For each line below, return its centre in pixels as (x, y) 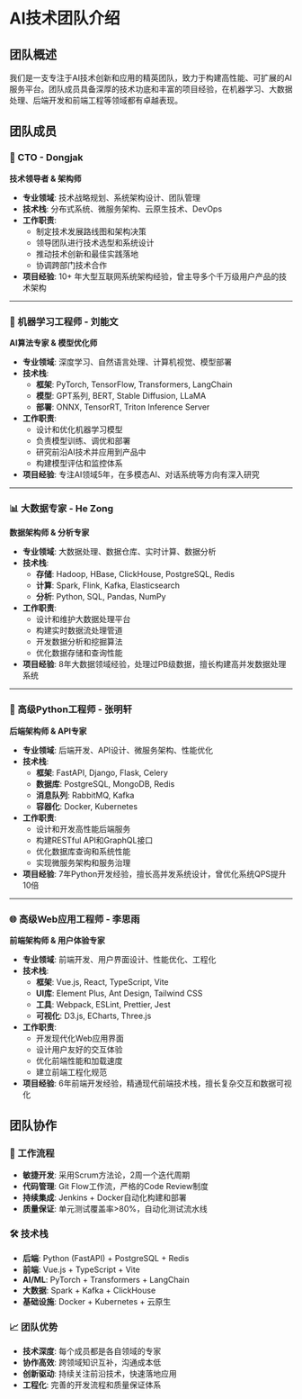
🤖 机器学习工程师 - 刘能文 (64, 321)
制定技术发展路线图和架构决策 (91, 231)
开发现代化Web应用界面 (80, 1038)
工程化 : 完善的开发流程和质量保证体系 (92, 1385)
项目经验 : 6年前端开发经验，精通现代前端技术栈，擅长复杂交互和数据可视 (157, 1083)
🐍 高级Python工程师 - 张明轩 (71, 709)
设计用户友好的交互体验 (79, 1049)
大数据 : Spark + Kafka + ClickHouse (89, 1290)
